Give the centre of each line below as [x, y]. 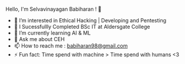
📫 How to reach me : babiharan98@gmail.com [71, 46]
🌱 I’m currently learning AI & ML [52, 33]
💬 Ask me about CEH [39, 39]
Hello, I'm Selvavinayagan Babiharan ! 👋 [54, 9]
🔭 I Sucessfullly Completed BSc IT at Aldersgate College [82, 27]
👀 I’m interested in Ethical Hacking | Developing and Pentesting [90, 20]
